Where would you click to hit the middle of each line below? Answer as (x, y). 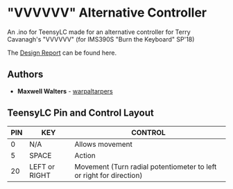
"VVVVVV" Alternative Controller (107, 13)
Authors (25, 74)
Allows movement (104, 144)
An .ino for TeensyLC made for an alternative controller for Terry (99, 32)
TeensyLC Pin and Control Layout (80, 113)
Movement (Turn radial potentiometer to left (146, 166)
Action (85, 155)
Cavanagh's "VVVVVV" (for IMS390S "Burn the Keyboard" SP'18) (101, 39)
